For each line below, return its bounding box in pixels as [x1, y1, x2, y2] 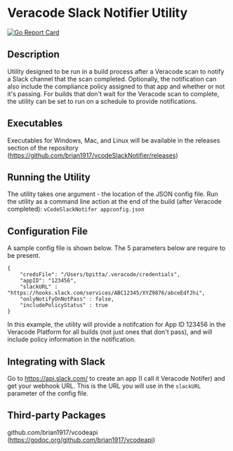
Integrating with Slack [7, 355, 105, 367]
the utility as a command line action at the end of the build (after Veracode [7, 197, 222, 206]
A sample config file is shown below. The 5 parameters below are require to [7, 244, 226, 252]
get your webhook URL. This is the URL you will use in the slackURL [7, 381, 201, 390]
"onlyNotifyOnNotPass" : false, [20, 296, 114, 303]
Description [7, 48, 60, 60]
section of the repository [7, 143, 79, 152]
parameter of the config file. [7, 389, 89, 398]
